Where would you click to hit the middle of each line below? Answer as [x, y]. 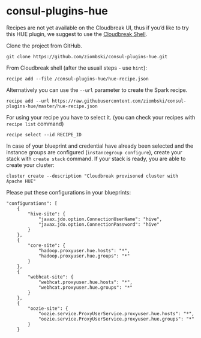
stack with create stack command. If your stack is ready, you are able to [96, 158]
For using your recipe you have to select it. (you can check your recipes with [101, 117]
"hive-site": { [47, 214]
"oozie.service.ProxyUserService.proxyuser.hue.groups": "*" [116, 319]
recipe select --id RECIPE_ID [44, 134]
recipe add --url [28, 101]
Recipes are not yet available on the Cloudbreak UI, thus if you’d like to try [97, 28]
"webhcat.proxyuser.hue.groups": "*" [85, 287]
